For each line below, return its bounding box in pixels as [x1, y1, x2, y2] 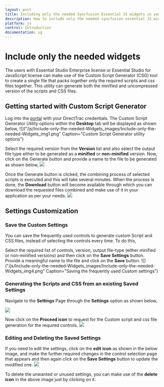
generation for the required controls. [5, 322, 78, 328]
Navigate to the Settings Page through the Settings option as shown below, [5, 297, 158, 304]
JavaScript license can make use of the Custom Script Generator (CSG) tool [5, 72, 158, 78]
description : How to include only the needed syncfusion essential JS [5, 16, 152, 21]
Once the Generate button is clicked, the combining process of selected [5, 171, 150, 177]
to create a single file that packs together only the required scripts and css [5, 77, 155, 83]
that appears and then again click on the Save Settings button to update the [5, 356, 158, 362]
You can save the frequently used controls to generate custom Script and [5, 233, 153, 239]
